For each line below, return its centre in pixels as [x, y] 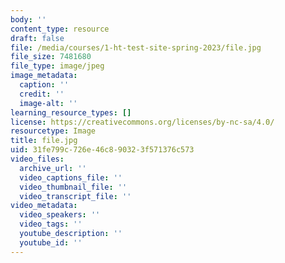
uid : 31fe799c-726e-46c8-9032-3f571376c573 [102, 150]
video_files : [37, 159]
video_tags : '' [51, 224]
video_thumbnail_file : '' [73, 187]
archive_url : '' [53, 168]
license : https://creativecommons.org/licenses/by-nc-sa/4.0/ [142, 122]
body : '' [28, 19]
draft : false [37, 38]
